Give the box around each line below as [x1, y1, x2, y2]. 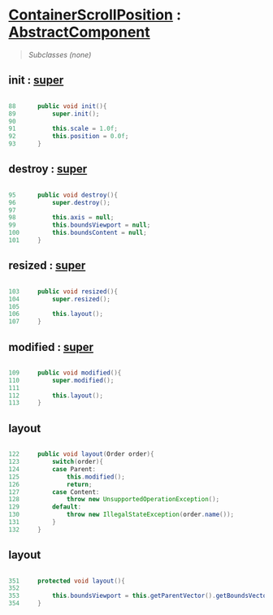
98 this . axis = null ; [8, 214, 115, 222]
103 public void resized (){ [8, 287, 118, 296]
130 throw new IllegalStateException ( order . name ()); [8, 510, 234, 519]
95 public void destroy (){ [8, 191, 118, 199]
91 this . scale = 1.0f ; [8, 124, 118, 133]
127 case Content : [8, 487, 100, 496]
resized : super [8, 258, 86, 273]
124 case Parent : [8, 465, 96, 473]
